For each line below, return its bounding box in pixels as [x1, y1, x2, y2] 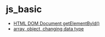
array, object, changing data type [13, 25, 84, 31]
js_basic [6, 4, 42, 15]
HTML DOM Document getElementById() [13, 20, 100, 26]
